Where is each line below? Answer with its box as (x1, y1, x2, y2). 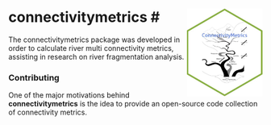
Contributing (8, 72, 60, 83)
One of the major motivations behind (8, 90, 131, 100)
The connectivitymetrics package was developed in (8, 35, 180, 44)
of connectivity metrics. (8, 107, 87, 117)
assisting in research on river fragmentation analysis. (8, 52, 185, 61)
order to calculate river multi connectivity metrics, (8, 43, 174, 52)
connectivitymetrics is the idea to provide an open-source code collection (8, 99, 258, 109)
